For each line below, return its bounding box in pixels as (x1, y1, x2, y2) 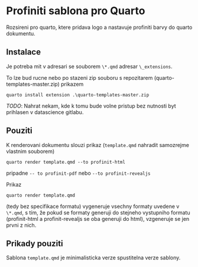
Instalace (6, 47, 41, 57)
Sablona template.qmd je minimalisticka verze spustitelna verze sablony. (6, 254, 181, 261)
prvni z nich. (6, 222, 37, 229)
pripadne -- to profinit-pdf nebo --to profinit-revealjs (6, 170, 151, 177)
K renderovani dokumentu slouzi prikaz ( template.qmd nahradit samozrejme (6, 141, 189, 148)
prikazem (61, 80, 84, 87)
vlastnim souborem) (6, 148, 55, 155)
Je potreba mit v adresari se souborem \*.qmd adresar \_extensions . (6, 63, 173, 70)
